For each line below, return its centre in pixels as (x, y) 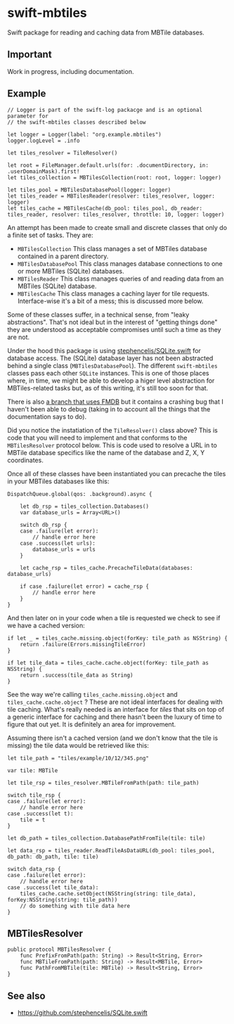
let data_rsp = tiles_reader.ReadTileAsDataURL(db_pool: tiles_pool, (111, 850)
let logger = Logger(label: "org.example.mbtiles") (84, 134)
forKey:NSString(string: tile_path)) (63, 900)
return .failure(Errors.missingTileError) (83, 644)
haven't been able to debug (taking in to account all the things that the (109, 409)
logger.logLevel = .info (44, 141)
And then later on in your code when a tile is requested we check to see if (114, 617)
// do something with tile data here (75, 906)
